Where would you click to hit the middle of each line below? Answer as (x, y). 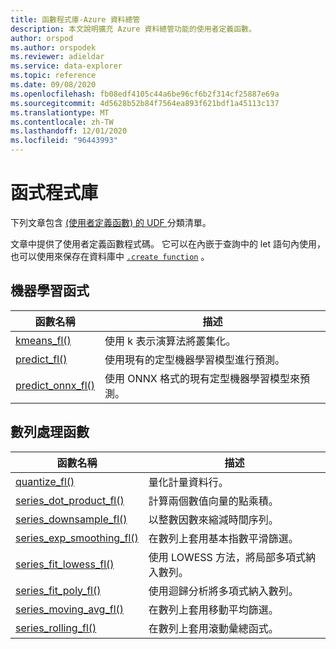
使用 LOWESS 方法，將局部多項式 (227, 557)
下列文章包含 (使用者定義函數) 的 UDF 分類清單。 (111, 222)
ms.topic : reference (53, 76)
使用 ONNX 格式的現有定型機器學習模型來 (202, 378)
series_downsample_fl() (71, 519)
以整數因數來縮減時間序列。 (213, 519)
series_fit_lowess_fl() (65, 564)
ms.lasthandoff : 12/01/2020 (69, 131)
